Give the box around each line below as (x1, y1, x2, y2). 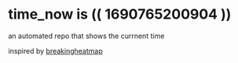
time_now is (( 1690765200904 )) (8, 5, 232, 23)
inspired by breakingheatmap (8, 46, 104, 55)
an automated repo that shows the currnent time (8, 31, 165, 40)
